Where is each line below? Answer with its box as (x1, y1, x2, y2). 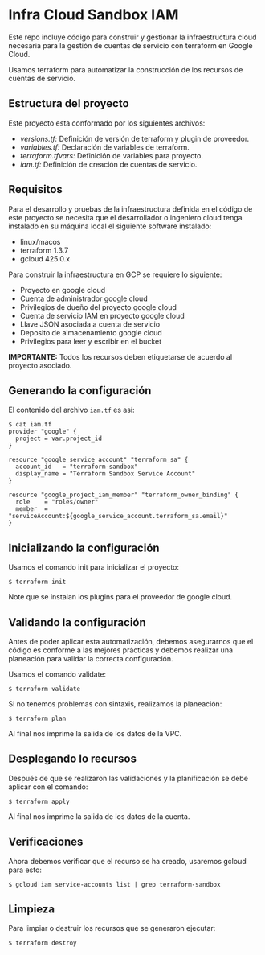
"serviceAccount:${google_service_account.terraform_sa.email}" (8, 512, 228, 521)
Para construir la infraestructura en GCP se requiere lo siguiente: (8, 270, 222, 279)
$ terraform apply (8, 797, 70, 805)
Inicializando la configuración (8, 541, 160, 554)
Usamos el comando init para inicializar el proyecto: (8, 562, 179, 572)
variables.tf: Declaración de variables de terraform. (19, 142, 190, 152)
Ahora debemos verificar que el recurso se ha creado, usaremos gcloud (8, 856, 247, 866)
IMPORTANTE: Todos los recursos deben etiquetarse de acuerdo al (8, 352, 233, 361)
